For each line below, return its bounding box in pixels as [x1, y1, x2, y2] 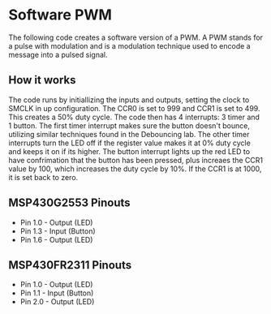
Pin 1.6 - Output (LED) [19, 234, 93, 244]
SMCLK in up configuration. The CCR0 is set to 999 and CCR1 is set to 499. [8, 103, 260, 113]
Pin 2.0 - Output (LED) [19, 297, 95, 307]
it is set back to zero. [8, 172, 79, 182]
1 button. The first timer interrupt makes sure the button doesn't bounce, [8, 120, 250, 131]
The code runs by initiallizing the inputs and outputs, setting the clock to [8, 95, 250, 105]
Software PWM [8, 6, 112, 24]
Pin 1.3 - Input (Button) [19, 226, 96, 236]
